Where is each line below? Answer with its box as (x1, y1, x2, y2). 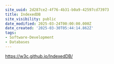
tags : (5, 30, 16, 35)
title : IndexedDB (5, 12, 41, 17)
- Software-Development (5, 35, 54, 40)
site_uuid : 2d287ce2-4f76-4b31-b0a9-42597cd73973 (5, 7, 110, 12)
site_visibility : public (5, 16, 56, 21)
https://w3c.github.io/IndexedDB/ (5, 53, 73, 59)
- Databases (5, 40, 30, 45)
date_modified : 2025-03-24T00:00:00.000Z (5, 21, 92, 26)
